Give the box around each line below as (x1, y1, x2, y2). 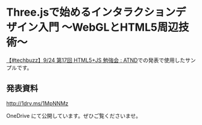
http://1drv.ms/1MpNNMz (6, 100, 69, 107)
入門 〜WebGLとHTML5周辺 (38, 20, 179, 34)
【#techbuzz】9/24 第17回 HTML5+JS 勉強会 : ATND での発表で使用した (6, 56, 186, 64)
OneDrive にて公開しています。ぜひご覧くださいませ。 (6, 112, 142, 119)
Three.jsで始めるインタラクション (6, 5, 176, 19)
